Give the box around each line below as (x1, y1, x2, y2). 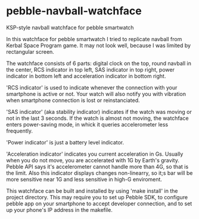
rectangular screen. (6, 48, 55, 55)
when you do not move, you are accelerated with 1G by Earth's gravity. (6, 156, 180, 164)
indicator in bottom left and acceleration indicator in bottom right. (6, 72, 166, 79)
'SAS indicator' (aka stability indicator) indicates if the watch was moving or (6, 108, 192, 115)
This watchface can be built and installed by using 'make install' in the (6, 187, 178, 195)
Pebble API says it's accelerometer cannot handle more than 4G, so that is (6, 163, 189, 170)
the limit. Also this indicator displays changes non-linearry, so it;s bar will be (6, 169, 193, 177)
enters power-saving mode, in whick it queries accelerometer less (6, 121, 169, 128)
